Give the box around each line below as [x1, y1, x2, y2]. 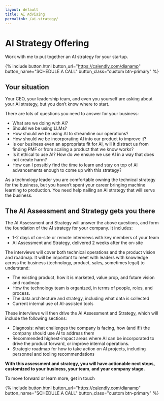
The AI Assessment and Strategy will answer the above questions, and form [5, 219, 159, 225]
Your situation [5, 83, 49, 91]
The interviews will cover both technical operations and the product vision [5, 249, 156, 255]
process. [12, 290, 31, 296]
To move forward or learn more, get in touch [5, 375, 95, 381]
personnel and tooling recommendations [12, 351, 95, 357]
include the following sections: [5, 315, 67, 321]
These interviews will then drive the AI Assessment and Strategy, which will [5, 310, 159, 316]
